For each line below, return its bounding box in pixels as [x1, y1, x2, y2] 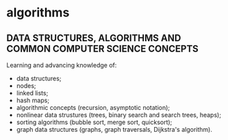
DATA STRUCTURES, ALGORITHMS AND [6, 32, 181, 44]
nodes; [16, 82, 36, 90]
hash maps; [16, 96, 49, 104]
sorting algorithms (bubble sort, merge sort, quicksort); [16, 118, 173, 126]
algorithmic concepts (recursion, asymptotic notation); [16, 104, 170, 111]
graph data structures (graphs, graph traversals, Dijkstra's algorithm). [16, 126, 213, 133]
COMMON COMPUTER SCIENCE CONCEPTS [6, 43, 199, 54]
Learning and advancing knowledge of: [6, 61, 117, 69]
